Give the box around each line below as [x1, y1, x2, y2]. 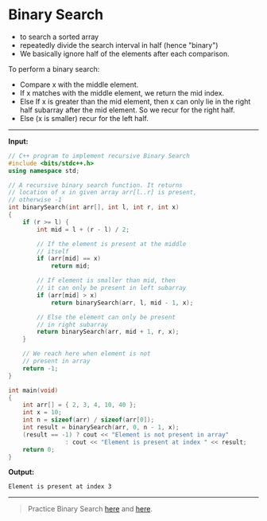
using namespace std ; [8, 166, 80, 174]
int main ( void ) [8, 386, 59, 394]
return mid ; [50, 262, 91, 270]
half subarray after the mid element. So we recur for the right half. [19, 105, 236, 115]
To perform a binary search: [8, 64, 100, 73]
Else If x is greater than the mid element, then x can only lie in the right [19, 96, 251, 106]
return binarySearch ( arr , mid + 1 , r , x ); [37, 328, 180, 336]
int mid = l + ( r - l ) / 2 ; [37, 225, 130, 233]
